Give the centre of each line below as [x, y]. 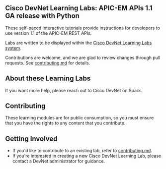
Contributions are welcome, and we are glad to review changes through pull [83, 57]
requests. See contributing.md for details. [48, 63]
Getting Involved [31, 139]
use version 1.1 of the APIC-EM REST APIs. [48, 33]
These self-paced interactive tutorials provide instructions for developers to [83, 28]
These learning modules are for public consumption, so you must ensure [80, 118]
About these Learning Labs [48, 79]
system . [13, 48]
